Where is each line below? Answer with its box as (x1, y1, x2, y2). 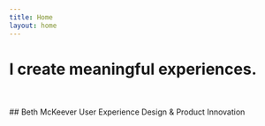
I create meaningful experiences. (9, 59, 257, 79)
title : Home (9, 12, 53, 22)
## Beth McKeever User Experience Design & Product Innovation (9, 107, 246, 117)
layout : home (9, 21, 57, 30)
